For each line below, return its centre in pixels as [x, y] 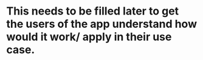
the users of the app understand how [102, 24]
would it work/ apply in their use [89, 37]
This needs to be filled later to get [93, 11]
